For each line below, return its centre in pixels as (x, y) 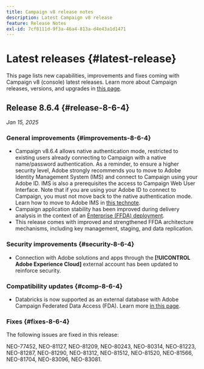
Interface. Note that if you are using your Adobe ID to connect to (95, 190)
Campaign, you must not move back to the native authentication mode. (104, 196)
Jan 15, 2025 (22, 122)
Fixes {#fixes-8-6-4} (38, 321)
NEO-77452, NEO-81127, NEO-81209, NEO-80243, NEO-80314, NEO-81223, (101, 347)
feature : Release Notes (36, 23)
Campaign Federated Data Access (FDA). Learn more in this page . (98, 306)
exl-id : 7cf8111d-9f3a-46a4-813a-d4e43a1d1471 (66, 29)
